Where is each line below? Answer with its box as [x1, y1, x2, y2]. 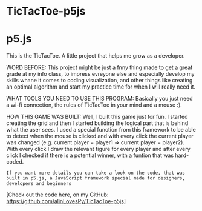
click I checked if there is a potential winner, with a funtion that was [6, 152, 174, 159]
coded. [6, 158, 24, 166]
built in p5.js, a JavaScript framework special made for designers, [6, 175, 186, 181]
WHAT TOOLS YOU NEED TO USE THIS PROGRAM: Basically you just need [6, 95, 193, 102]
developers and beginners [6, 181, 71, 187]
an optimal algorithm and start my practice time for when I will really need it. [6, 83, 195, 90]
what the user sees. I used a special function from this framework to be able [6, 126, 197, 133]
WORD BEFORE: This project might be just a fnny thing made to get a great [6, 64, 193, 71]
